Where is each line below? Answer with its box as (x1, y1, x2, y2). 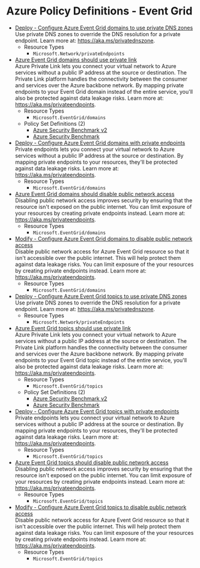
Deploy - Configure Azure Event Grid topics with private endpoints (14, 407, 180, 415)
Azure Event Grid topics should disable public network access (14, 458, 169, 466)
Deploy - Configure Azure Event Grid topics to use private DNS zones (14, 292, 187, 300)
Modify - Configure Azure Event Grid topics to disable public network (14, 504, 187, 511)
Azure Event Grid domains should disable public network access (14, 190, 175, 197)
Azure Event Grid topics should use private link (14, 324, 131, 332)
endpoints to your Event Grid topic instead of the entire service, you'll (14, 356, 187, 363)
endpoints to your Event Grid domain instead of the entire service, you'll (14, 88, 193, 95)
